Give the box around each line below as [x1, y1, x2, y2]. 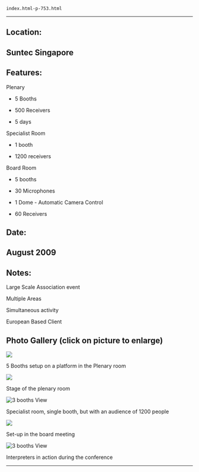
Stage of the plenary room [6, 385, 70, 392]
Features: [6, 68, 43, 78]
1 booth [14, 141, 33, 148]
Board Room [6, 164, 37, 171]
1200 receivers [14, 152, 52, 160]
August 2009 [6, 247, 56, 258]
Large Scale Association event [6, 284, 81, 291]
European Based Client [6, 318, 62, 325]
